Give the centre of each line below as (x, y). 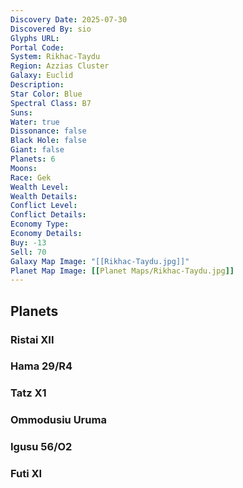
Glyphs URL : (35, 38)
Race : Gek (31, 177)
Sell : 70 (28, 252)
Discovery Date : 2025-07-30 (69, 19)
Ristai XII (32, 339)
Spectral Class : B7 (51, 103)
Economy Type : (40, 224)
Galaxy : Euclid (42, 76)
